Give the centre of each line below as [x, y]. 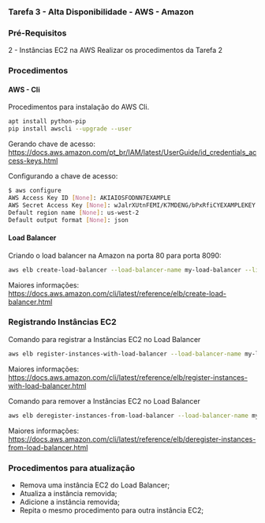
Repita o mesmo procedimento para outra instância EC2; [111, 510]
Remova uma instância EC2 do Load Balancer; [95, 485]
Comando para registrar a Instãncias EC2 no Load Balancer [105, 339]
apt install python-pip [47, 122]
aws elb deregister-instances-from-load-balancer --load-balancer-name [128, 416]
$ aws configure [35, 191]
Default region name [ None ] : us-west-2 [74, 213]
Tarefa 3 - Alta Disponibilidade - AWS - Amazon [101, 12]
